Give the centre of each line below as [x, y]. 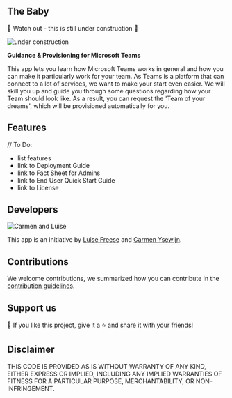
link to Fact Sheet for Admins [59, 173]
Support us [32, 308]
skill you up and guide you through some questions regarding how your [109, 91]
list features [34, 158]
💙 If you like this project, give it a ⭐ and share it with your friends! [100, 325]
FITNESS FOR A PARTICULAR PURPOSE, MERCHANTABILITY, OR [101, 381]
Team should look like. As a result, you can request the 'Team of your [106, 98]
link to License [38, 187]
